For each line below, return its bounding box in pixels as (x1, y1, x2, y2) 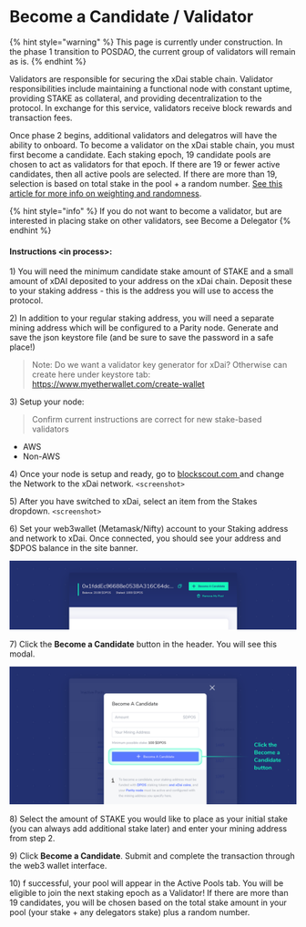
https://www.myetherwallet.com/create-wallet (31, 379, 205, 390)
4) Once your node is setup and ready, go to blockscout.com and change (9, 469, 285, 480)
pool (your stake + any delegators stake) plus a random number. (9, 907, 250, 918)
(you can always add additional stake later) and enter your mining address (9, 823, 288, 834)
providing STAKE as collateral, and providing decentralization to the (9, 93, 262, 104)
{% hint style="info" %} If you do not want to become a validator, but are (9, 205, 282, 216)
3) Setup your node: (9, 396, 85, 407)
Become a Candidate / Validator (9, 6, 254, 27)
